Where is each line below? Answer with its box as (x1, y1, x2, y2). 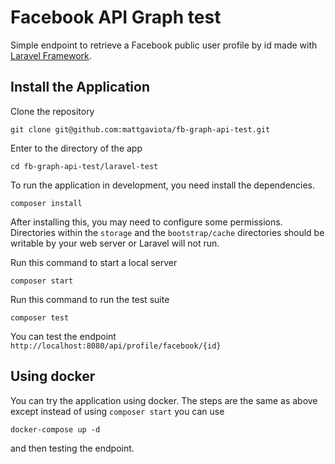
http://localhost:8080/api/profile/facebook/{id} (10, 341, 222, 351)
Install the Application (10, 79, 150, 96)
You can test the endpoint (10, 330, 117, 342)
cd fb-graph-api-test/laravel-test (10, 161, 159, 171)
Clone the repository (10, 105, 95, 117)
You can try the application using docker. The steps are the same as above (10, 394, 318, 406)
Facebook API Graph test (10, 6, 222, 29)
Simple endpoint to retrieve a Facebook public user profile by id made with (10, 39, 318, 51)
